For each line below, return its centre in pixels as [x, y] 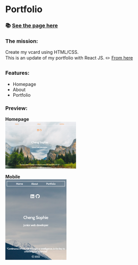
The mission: [22, 41]
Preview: [17, 108]
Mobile [13, 176]
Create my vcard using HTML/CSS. [42, 52]
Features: [17, 73]
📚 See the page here [32, 25]
